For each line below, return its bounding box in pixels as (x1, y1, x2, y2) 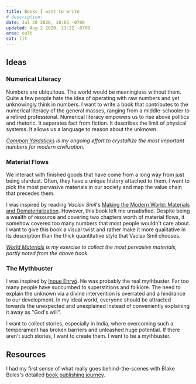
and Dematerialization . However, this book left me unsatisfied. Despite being (6, 207, 190, 214)
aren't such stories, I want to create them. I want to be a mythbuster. (6, 332, 171, 340)
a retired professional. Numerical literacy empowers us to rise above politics (6, 113, 190, 120)
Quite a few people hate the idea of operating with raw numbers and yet (6, 94, 180, 101)
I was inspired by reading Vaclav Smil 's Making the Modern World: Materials (6, 201, 190, 208)
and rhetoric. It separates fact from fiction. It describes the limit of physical (6, 119, 187, 126)
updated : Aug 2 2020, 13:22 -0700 (6, 25, 91, 31)
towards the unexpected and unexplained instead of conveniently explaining (6, 303, 190, 310)
